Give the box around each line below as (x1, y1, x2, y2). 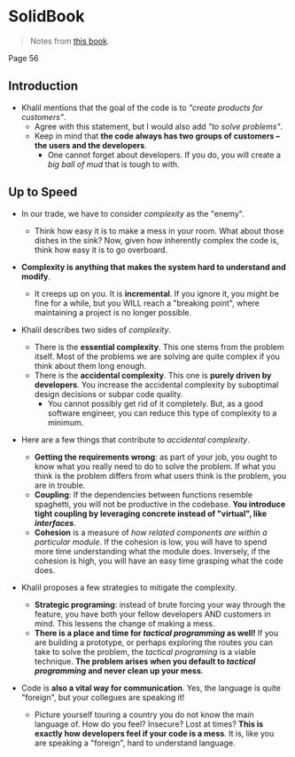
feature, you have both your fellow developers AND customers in (34, 609, 271, 619)
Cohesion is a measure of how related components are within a (34, 527, 268, 538)
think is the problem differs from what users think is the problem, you (34, 470, 287, 481)
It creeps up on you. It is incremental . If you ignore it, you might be (34, 288, 280, 299)
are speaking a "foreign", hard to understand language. (34, 737, 236, 748)
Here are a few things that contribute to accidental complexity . (20, 434, 250, 445)
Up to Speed (8, 185, 78, 200)
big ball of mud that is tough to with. (47, 158, 180, 170)
